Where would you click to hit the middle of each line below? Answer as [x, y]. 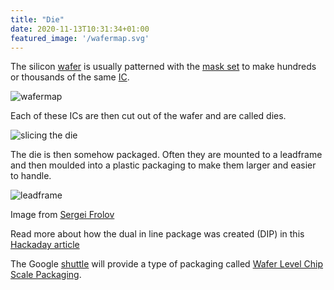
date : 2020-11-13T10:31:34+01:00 [80, 29]
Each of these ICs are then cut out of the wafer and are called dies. [148, 116]
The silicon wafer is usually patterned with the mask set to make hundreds [163, 67]
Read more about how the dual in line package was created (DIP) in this [157, 234]
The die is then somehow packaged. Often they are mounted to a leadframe [166, 155]
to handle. [31, 176]
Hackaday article [45, 245]
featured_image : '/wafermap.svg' [80, 38]
